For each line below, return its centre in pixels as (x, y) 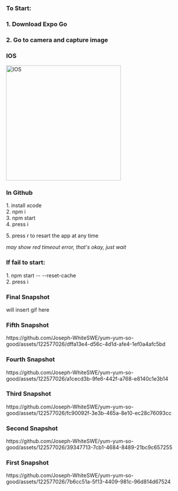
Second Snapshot (32, 428)
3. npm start (21, 218)
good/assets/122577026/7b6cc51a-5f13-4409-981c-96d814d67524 (89, 482)
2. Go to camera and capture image (57, 40)
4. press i (17, 224)
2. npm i (16, 212)
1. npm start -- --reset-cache (41, 275)
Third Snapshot (29, 394)
